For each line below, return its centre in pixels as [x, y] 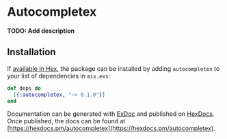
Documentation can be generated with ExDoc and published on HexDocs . [111, 114]
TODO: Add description [41, 31]
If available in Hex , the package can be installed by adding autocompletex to [113, 68]
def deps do [24, 88]
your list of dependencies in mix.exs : [59, 76]
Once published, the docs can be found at [66, 121]
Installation [31, 52]
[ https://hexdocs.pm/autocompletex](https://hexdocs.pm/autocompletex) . [111, 128]
